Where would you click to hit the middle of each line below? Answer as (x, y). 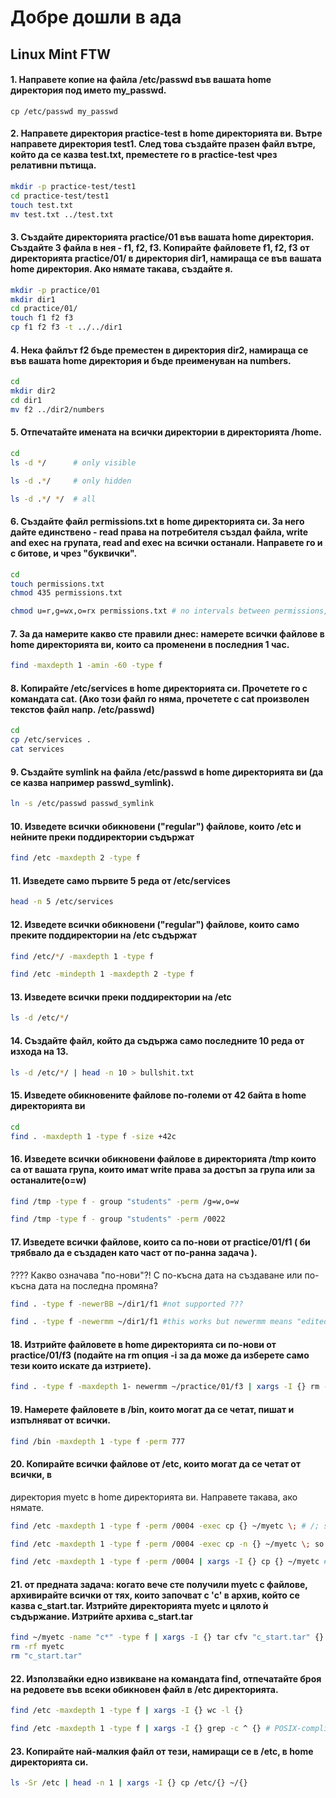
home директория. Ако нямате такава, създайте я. (121, 269)
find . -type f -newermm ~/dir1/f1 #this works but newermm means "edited (169, 1322)
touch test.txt (42, 205)
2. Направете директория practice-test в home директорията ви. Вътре (166, 133)
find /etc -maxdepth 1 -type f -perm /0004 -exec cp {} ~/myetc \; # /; (165, 1526)
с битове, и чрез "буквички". (74, 553)
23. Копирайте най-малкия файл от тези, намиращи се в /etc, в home (162, 1751)
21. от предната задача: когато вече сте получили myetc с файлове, (159, 1584)
